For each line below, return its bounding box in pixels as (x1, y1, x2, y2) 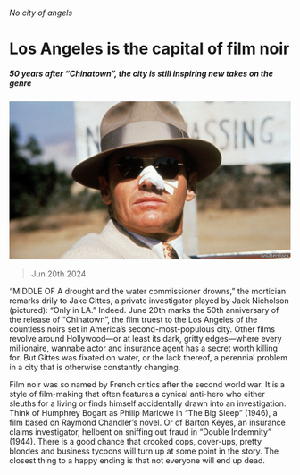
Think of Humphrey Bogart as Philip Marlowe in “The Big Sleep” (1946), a (9, 408, 279, 419)
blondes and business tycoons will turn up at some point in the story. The (9, 445, 279, 456)
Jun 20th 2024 (30, 268, 87, 279)
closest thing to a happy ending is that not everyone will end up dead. (9, 455, 266, 466)
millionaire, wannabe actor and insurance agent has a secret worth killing (9, 343, 279, 353)
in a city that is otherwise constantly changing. (9, 362, 181, 373)
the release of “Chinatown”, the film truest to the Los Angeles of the (9, 314, 258, 326)
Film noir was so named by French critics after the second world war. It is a (9, 379, 286, 390)
